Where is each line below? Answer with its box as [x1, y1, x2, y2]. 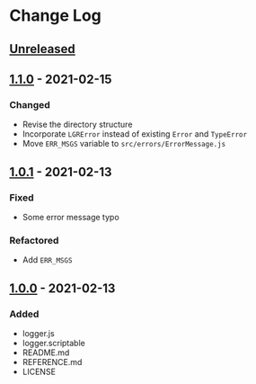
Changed [9, 98, 51, 111]
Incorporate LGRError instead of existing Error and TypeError [22, 129, 248, 139]
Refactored [9, 234, 59, 246]
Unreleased [9, 41, 76, 57]
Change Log [9, 5, 102, 26]
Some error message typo [22, 211, 119, 222]
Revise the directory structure [22, 119, 133, 130]
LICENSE [22, 366, 57, 377]
